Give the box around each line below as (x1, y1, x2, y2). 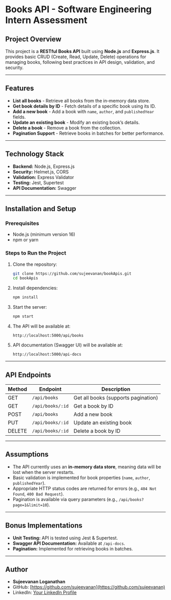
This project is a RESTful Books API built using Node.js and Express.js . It (5, 48, 160, 54)
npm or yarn (12, 237, 39, 243)
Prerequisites (5, 219, 39, 227)
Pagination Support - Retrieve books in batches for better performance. (12, 130, 164, 136)
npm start (12, 314, 34, 319)
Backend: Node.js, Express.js (12, 163, 75, 169)
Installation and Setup (5, 205, 76, 213)
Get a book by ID (73, 402, 113, 409)
